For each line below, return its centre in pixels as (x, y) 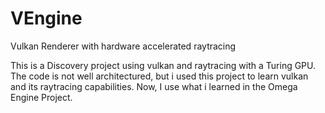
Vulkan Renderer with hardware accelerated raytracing (123, 46)
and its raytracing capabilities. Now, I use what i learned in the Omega (154, 86)
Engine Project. (41, 97)
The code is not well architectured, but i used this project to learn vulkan (159, 76)
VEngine (46, 18)
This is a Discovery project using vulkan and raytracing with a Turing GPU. (163, 65)
